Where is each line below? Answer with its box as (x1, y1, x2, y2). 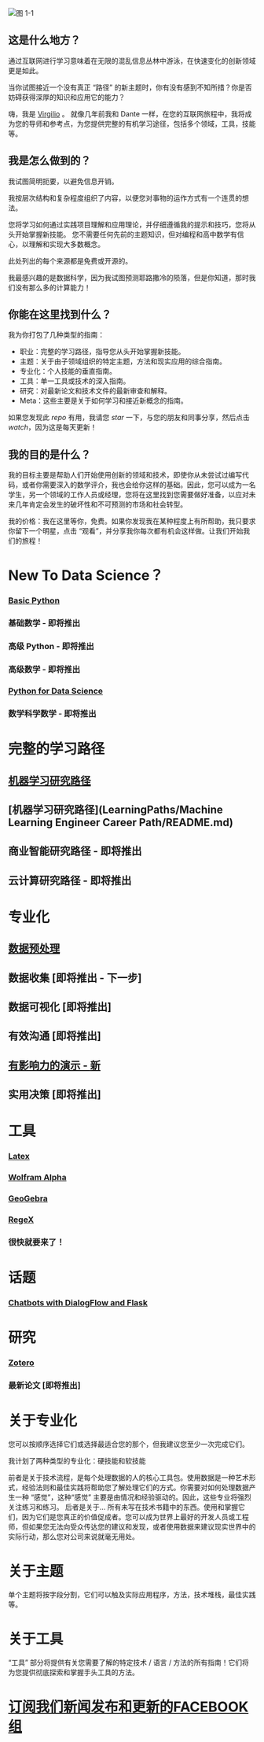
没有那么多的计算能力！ (14, 282, 91, 292)
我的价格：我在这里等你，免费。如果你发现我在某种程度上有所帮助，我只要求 (8, 516, 256, 526)
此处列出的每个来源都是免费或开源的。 (8, 256, 132, 265)
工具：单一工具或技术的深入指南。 (19, 376, 130, 386)
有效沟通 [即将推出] (8, 1029, 101, 1043)
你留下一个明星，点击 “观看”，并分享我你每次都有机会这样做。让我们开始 (8, 526, 244, 536)
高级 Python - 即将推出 (8, 641, 94, 652)
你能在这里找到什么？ (8, 308, 112, 322)
